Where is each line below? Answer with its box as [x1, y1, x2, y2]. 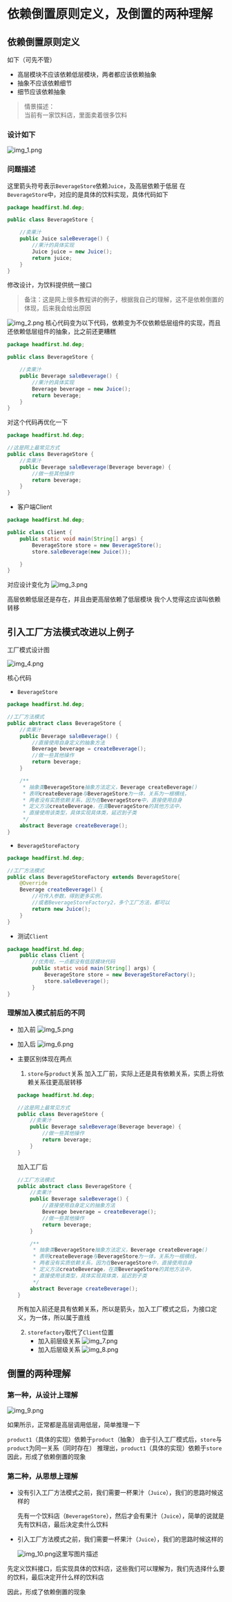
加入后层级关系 [37, 1346, 81, 1354]
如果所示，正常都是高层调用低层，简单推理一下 [7, 1421, 140, 1429]
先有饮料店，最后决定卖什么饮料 [17, 1520, 108, 1529]
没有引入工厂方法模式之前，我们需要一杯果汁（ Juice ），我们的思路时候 [17, 1489, 217, 1497]
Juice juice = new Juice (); [32, 248, 113, 255]
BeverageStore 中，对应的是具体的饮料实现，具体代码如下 [7, 190, 169, 198]
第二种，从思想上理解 [7, 1471, 78, 1481]
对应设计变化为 [7, 581, 50, 589]
